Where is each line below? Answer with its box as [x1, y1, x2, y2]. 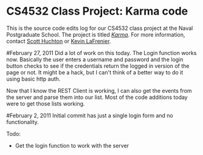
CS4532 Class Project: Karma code [6, 4, 188, 18]
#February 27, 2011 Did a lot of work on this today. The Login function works [6, 49, 197, 56]
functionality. [6, 118, 40, 126]
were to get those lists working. [6, 99, 85, 107]
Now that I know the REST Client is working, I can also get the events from [6, 87, 193, 94]
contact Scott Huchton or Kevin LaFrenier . [6, 37, 111, 45]
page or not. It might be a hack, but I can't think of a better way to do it [6, 68, 184, 76]
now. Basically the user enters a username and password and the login [6, 56, 184, 63]
